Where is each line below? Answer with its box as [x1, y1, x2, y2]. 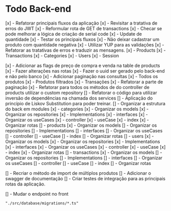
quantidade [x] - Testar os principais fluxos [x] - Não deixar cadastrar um [5, 36, 160, 42]
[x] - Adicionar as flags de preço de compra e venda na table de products [5, 62, 160, 68]
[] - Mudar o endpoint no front [5, 191, 69, 197]
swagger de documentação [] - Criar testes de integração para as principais [5, 175, 166, 181]
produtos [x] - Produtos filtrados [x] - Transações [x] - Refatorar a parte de [5, 79, 163, 85]
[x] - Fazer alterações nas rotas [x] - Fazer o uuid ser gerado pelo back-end [5, 67, 165, 74]
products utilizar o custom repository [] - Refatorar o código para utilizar [5, 89, 157, 96]
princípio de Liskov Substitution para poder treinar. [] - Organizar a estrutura [5, 100, 166, 106]
